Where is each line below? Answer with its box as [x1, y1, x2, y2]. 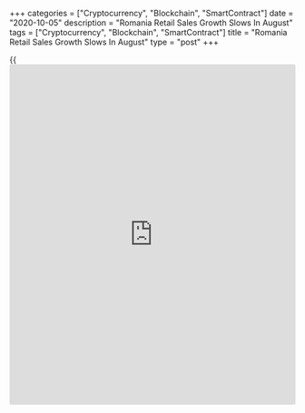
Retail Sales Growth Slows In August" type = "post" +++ [9, 36, 220, 47]
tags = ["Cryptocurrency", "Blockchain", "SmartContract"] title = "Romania [9, 27, 288, 37]
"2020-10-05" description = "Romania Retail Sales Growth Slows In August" [9, 17, 293, 28]
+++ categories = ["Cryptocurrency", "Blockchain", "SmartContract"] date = [9, 8, 294, 18]
